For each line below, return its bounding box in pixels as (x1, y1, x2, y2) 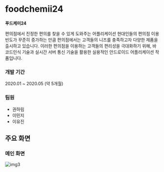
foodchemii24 (5, 3, 64, 15)
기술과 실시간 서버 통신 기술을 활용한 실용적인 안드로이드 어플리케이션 (22, 49, 154, 55)
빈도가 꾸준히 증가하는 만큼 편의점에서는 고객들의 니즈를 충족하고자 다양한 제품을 (5, 37, 158, 43)
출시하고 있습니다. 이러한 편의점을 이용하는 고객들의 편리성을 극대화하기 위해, (5, 43, 152, 49)
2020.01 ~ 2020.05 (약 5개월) (5, 81, 64, 87)
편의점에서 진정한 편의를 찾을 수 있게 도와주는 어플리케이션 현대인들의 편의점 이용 (5, 30, 160, 36)
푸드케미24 (5, 20, 27, 26)
